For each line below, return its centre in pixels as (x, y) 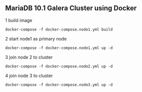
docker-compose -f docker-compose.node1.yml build (59, 29)
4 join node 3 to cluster (29, 75)
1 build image (19, 20)
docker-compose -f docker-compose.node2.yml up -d (59, 66)
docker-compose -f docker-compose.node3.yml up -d (59, 84)
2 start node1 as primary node (36, 38)
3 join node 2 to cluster (29, 57)
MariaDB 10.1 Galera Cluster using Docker (71, 8)
